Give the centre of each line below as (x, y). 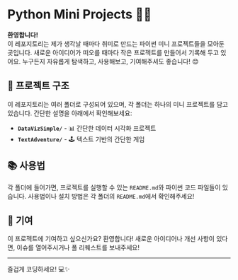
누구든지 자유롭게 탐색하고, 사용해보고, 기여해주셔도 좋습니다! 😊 (110, 61)
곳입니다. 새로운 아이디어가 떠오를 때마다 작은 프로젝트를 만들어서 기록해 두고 (113, 52)
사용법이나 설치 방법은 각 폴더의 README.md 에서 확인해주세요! (111, 196)
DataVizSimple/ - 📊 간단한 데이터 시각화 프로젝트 (87, 128)
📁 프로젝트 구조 (38, 86)
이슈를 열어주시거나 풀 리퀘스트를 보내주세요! (78, 247)
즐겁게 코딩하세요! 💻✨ (39, 269)
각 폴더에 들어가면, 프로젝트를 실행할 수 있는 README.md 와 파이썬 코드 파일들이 (114, 187)
